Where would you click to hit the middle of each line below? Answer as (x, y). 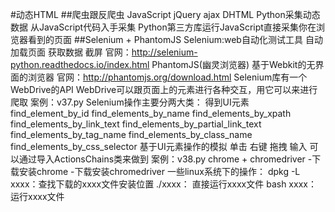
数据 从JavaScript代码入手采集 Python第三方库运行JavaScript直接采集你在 (163, 27)
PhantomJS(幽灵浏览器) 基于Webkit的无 (233, 64)
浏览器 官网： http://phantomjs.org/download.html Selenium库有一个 (167, 77)
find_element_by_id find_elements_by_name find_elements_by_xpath (151, 113)
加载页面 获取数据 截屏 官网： (71, 52)
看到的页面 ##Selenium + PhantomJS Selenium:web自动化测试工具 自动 (175, 39)
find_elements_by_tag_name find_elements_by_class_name (131, 134)
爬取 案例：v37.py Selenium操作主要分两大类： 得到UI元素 (130, 102)
